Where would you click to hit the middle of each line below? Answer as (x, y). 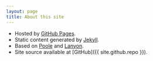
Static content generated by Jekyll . (57, 40)
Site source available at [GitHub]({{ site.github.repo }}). (81, 52)
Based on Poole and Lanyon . (49, 46)
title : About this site (35, 17)
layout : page (22, 11)
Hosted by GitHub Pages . (45, 33)
